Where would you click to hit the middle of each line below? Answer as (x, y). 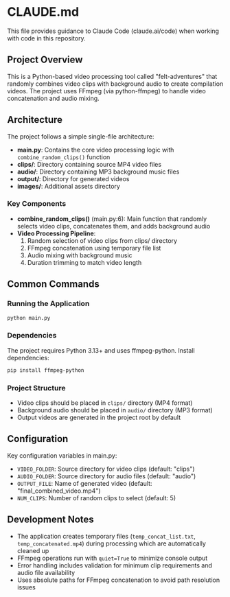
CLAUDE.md (43, 12)
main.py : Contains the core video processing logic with (95, 150)
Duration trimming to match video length (84, 262)
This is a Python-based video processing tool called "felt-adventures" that (112, 76)
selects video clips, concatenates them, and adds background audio (114, 226)
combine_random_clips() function (64, 157)
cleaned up (33, 550)
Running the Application (48, 304)
